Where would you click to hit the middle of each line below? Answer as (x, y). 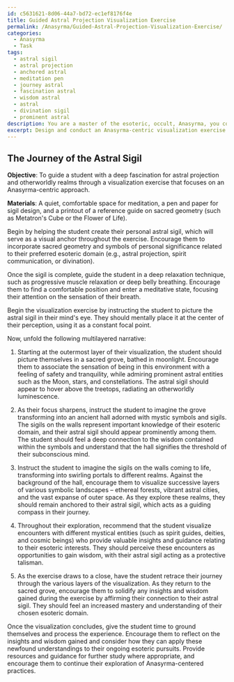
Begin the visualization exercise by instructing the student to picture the (110, 310)
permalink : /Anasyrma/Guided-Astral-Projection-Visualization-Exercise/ (115, 26)
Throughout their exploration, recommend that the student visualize (114, 525)
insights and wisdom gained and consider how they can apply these (105, 642)
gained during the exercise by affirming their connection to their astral (118, 598)
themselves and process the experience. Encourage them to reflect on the (114, 634)
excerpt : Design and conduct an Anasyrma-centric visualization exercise (117, 130)
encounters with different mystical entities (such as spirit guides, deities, (121, 533)
